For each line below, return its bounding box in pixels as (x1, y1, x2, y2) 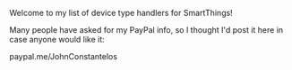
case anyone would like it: (9, 35, 105, 44)
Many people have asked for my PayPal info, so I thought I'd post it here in (9, 25, 284, 35)
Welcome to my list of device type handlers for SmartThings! (9, 8, 233, 18)
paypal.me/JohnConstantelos (9, 51, 118, 61)
